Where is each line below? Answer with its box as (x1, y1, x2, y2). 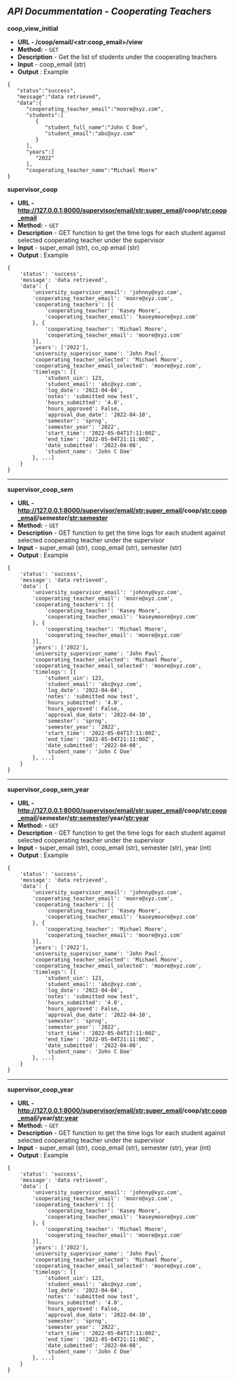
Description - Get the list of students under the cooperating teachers (17, 52, 218, 61)
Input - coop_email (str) (17, 59, 86, 69)
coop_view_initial (7, 24, 59, 32)
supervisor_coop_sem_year (7, 785, 90, 794)
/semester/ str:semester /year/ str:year (36, 813, 149, 822)
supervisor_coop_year (7, 1085, 73, 1094)
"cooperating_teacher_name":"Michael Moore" (25, 167, 158, 174)
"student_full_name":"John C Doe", (44, 124, 149, 131)
